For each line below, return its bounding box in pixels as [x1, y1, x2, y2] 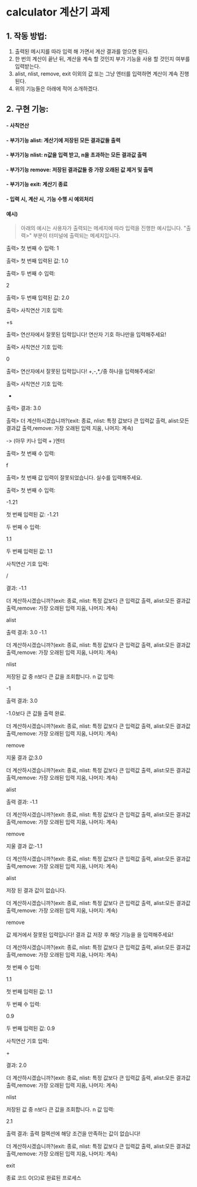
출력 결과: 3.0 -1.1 [6, 629, 47, 636]
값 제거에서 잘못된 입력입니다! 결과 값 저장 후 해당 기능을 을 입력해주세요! [6, 931, 174, 938]
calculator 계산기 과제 [6, 5, 110, 19]
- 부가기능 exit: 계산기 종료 [6, 181, 68, 188]
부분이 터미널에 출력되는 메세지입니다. [33, 232, 120, 239]
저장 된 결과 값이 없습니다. [6, 887, 66, 894]
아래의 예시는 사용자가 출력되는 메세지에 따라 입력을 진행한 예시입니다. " [20, 224, 187, 232]
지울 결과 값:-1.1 [6, 843, 43, 850]
